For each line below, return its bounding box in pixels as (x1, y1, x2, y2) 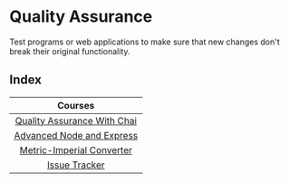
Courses (57, 99, 95, 111)
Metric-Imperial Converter (19, 143, 133, 156)
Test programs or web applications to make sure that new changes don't (9, 36, 281, 47)
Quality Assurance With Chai (14, 114, 138, 127)
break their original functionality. (9, 45, 130, 56)
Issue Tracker (46, 159, 106, 171)
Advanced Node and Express (14, 129, 139, 141)
